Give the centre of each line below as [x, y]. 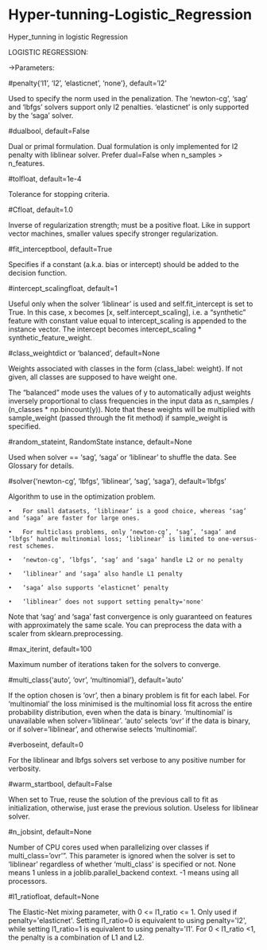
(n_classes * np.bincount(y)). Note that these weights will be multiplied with [132, 409]
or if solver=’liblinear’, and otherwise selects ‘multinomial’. [103, 729]
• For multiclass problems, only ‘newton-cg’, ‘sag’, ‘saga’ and [122, 532]
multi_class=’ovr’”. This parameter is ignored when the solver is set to [122, 855]
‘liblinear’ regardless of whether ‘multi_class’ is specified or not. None [122, 864]
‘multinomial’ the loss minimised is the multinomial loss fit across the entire [130, 704]
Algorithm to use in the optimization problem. [82, 497]
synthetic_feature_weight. [50, 337]
